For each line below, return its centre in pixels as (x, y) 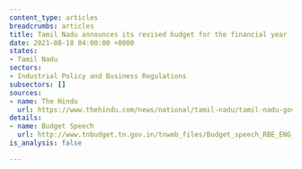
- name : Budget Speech (52, 127)
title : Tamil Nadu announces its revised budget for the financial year (148, 34)
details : (26, 118)
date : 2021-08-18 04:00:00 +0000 (72, 43)
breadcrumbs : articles (52, 26)
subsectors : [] (38, 84)
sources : (26, 93)
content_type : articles (54, 18)
